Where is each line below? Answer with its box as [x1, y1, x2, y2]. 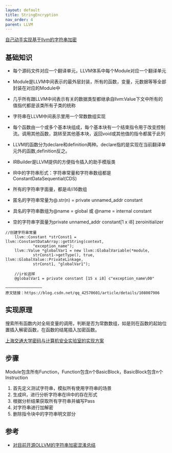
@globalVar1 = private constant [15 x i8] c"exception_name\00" [14, 276, 155, 281]
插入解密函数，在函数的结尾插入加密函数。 [9, 327, 100, 333]
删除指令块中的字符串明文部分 [12, 410, 76, 417]
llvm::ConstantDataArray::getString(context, [5, 239, 104, 244]
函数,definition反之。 [26, 148, 70, 154]
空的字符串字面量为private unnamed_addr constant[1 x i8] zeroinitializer [12, 219, 164, 225]
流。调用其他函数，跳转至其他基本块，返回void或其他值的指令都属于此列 [12, 130, 165, 137]
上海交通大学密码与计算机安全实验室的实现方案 [5, 337, 104, 344]
